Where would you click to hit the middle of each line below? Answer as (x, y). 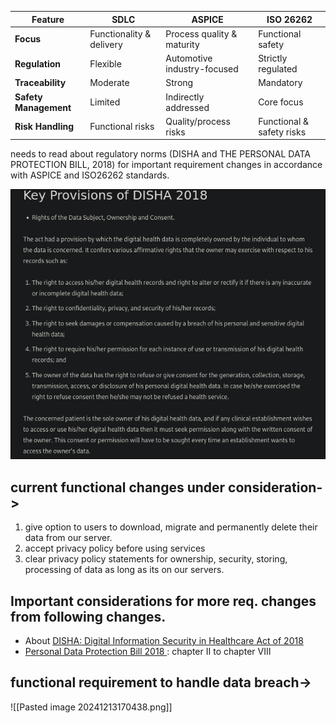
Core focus (281, 102)
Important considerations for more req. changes (163, 601)
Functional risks (122, 127)
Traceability (40, 83)
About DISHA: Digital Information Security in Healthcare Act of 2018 (164, 641)
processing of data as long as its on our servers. (124, 570)
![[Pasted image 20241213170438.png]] (91, 707)
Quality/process (198, 121)
